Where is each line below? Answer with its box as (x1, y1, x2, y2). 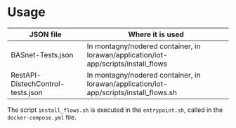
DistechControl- (11, 78, 65, 88)
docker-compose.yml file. (7, 113, 77, 121)
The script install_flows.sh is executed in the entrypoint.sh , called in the (7, 106, 223, 114)
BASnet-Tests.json (11, 50, 74, 59)
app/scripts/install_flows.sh (86, 87, 178, 97)
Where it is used (128, 29, 184, 39)
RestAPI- (11, 70, 41, 80)
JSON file (29, 29, 62, 39)
